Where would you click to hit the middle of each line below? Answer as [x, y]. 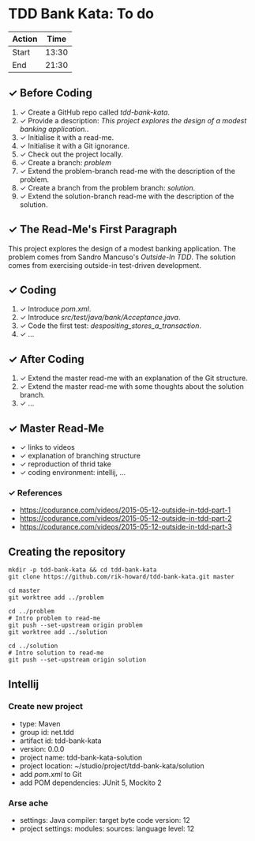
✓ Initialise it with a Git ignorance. [75, 145]
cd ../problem [32, 612]
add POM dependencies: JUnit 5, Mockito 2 [90, 783]
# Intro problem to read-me [54, 618]
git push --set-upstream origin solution [77, 660]
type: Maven [40, 723]
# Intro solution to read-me [56, 653]
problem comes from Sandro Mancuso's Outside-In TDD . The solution [122, 257]
